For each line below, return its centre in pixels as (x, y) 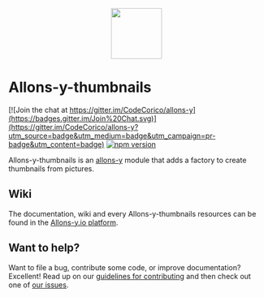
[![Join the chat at (38, 110)
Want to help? (44, 248)
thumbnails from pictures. (52, 168)
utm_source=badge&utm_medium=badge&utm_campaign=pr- (112, 136)
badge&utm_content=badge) (56, 144)
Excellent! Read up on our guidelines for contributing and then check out (130, 276)
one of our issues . (39, 285)
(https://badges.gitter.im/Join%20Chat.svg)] (82, 118)
